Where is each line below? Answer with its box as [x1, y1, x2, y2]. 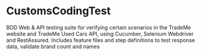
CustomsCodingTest [6, 4, 111, 18]
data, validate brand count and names [6, 43, 100, 50]
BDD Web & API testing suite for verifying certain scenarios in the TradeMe [6, 24, 191, 31]
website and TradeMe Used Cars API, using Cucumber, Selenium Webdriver [6, 30, 194, 37]
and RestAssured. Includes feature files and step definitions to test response [6, 36, 195, 43]
